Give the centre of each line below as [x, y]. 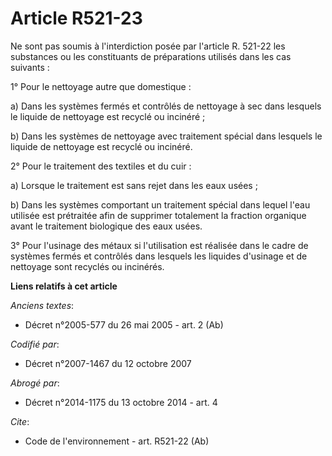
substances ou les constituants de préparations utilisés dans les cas [151, 56]
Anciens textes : [42, 305]
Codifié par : [35, 344]
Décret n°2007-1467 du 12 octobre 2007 [108, 363]
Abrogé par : [35, 383]
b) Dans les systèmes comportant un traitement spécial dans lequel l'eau [160, 204]
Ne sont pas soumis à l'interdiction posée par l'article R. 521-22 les [148, 46]
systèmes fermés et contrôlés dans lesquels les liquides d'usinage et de [159, 256]
